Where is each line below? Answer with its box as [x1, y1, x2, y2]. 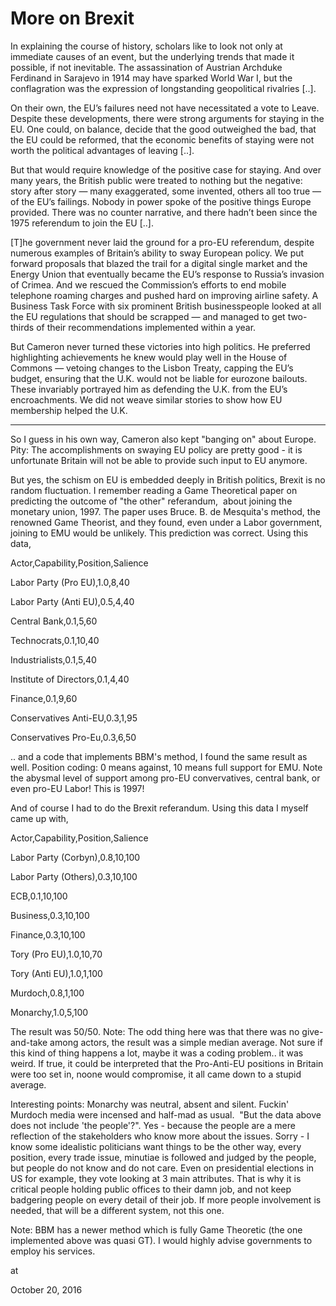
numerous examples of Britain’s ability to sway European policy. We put [10, 247, 305, 259]
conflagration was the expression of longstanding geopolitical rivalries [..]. [10, 82, 317, 94]
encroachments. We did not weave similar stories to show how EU [10, 393, 283, 406]
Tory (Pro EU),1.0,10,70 [10, 948, 103, 960]
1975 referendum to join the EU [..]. [10, 217, 154, 229]
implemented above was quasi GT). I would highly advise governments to [10, 1234, 313, 1246]
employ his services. [10, 1245, 96, 1257]
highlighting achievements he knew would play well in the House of [10, 351, 288, 363]
